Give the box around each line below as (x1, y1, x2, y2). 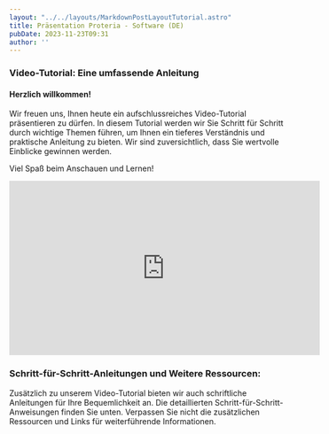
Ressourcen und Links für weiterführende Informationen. (9, 415, 216, 426)
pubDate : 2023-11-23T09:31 (9, 29, 109, 38)
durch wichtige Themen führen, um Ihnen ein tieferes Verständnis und (9, 128, 265, 138)
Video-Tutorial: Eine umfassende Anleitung (9, 67, 200, 80)
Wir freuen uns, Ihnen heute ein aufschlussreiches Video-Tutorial (9, 108, 247, 120)
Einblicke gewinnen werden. (9, 146, 113, 157)
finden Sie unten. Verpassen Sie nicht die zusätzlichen (60, 407, 260, 417)
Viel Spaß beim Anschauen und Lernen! (9, 163, 154, 174)
